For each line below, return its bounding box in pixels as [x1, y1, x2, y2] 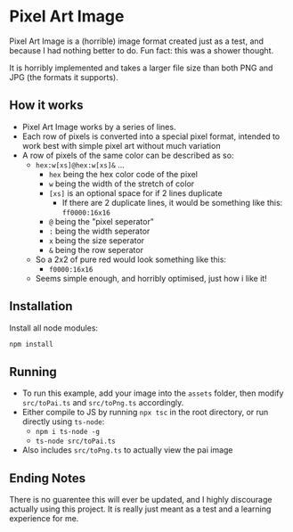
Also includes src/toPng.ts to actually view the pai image [21, 445, 233, 455]
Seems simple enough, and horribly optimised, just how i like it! [35, 273, 267, 283]
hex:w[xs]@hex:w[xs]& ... [35, 159, 125, 170]
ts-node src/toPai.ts [35, 437, 116, 446]
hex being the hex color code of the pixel [48, 168, 199, 179]
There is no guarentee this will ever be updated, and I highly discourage [9, 495, 273, 505]
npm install [9, 340, 53, 348]
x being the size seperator [48, 234, 145, 246]
